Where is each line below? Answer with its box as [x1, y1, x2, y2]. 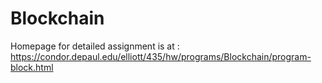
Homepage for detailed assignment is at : [10, 40, 180, 52]
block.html [10, 61, 54, 73]
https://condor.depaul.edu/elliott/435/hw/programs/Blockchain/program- [10, 50, 312, 62]
